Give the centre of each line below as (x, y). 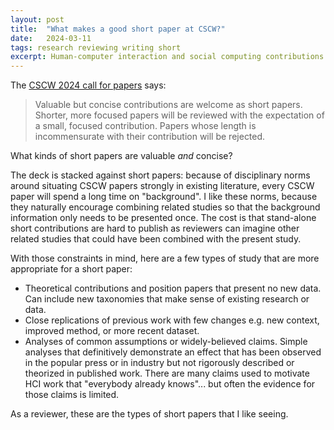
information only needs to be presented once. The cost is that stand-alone (163, 218)
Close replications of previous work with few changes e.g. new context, (172, 320)
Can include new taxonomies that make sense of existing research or (167, 299)
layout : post (37, 19)
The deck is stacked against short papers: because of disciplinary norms (160, 175)
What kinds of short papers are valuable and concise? (121, 156)
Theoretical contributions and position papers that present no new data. (173, 288)
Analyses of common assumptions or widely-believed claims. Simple (166, 342)
